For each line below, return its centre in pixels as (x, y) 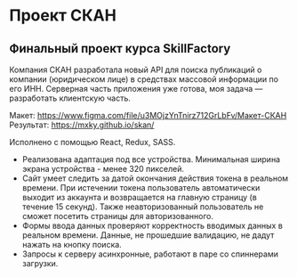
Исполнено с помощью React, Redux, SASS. (92, 142)
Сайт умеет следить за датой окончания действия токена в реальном (155, 178)
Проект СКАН (63, 16)
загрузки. (40, 263)
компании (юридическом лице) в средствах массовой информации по (144, 79)
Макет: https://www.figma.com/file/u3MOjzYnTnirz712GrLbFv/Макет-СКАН (148, 115)
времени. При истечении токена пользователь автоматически (141, 187)
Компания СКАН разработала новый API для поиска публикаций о (136, 69)
